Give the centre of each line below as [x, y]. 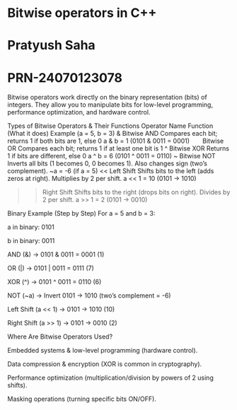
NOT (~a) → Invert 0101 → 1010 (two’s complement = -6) [89, 295]
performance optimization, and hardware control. [79, 112]
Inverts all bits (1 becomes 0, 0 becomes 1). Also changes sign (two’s [107, 163]
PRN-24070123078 [65, 77]
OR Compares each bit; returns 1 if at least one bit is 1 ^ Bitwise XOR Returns [118, 148]
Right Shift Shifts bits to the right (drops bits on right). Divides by [136, 192]
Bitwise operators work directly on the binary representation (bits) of [107, 98]
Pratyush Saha [51, 46]
